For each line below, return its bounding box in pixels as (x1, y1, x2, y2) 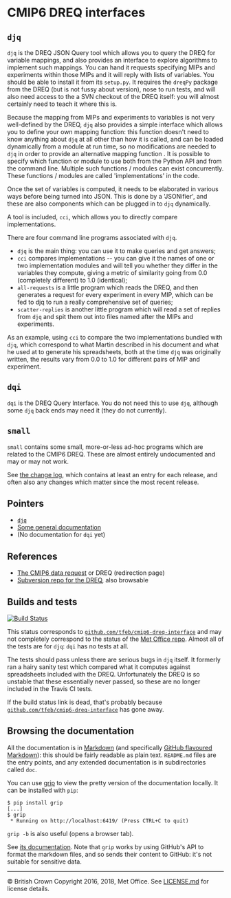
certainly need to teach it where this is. (7, 100, 118, 108)
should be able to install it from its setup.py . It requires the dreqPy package (7, 78, 219, 86)
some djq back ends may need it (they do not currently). (7, 406, 167, 414)
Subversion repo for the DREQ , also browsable (16, 576, 149, 584)
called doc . (7, 765, 37, 774)
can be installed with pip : (7, 786, 79, 794)
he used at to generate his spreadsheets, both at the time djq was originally (7, 348, 221, 355)
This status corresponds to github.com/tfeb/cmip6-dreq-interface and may (7, 628, 222, 636)
